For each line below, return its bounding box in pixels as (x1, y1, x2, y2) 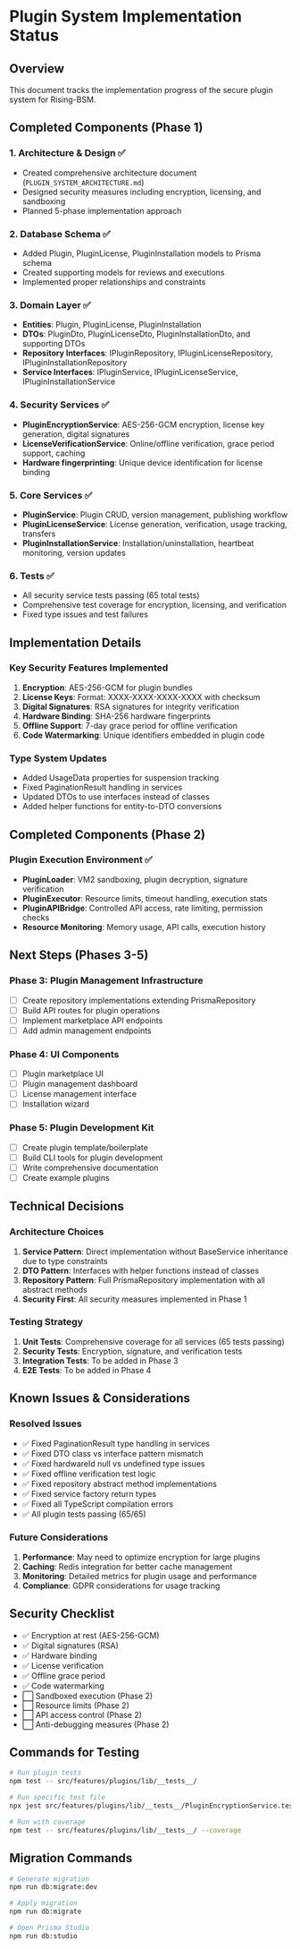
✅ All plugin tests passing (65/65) (21, 1509, 146, 1519)
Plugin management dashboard (21, 1079, 138, 1090)
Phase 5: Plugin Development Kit (9, 1122, 154, 1134)
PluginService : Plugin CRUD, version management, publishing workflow (21, 509, 288, 520)
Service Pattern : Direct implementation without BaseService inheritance (21, 1246, 288, 1257)
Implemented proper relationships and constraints (21, 276, 206, 287)
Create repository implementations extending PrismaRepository (21, 995, 256, 1005)
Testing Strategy (9, 1316, 83, 1329)
